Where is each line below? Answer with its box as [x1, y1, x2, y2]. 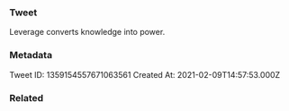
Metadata [9, 49, 52, 62]
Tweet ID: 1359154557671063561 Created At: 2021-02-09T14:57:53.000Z [9, 69, 281, 80]
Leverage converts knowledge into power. [9, 27, 166, 38]
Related [9, 91, 44, 104]
